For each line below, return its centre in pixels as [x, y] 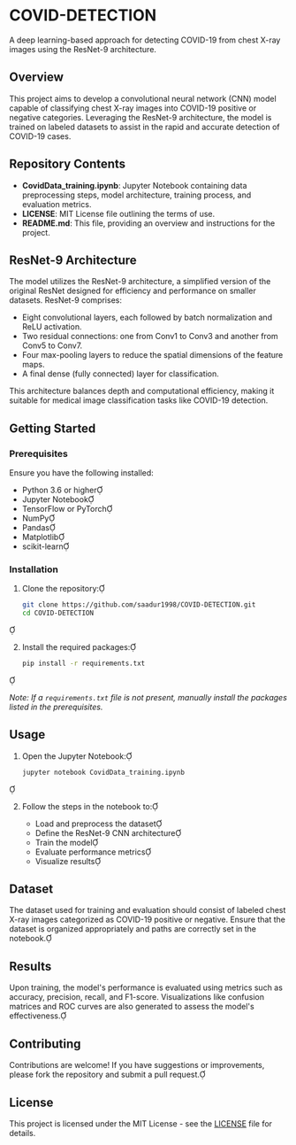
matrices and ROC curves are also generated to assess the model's [132, 1007]
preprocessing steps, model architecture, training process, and [137, 195]
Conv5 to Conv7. [52, 345]
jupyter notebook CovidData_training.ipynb [103, 772]
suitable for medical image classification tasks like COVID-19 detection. [139, 400]
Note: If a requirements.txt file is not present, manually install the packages [148, 697]
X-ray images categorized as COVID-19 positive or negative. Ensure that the [147, 920]
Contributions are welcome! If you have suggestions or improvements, [137, 1065]
